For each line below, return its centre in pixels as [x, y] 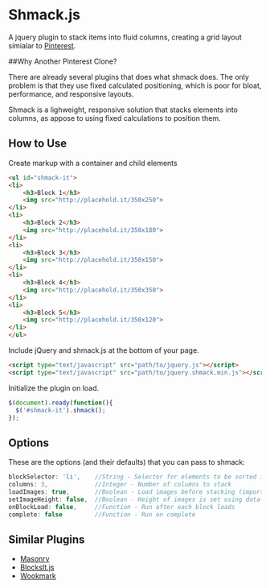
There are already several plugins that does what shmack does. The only [129, 77]
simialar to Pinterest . [42, 45]
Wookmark [38, 576]
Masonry [35, 559]
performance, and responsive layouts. [71, 93]
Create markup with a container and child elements [93, 163]
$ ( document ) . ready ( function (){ [61, 403]
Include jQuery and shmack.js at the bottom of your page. [104, 350]
